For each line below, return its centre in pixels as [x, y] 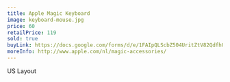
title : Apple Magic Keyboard [49, 13]
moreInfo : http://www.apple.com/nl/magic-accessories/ [87, 52]
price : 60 [21, 26]
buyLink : [20, 45]
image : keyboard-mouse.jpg [46, 20]
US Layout [22, 71]
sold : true [23, 39]
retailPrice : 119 [32, 32]
